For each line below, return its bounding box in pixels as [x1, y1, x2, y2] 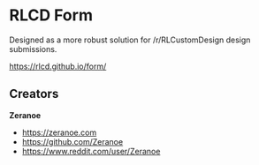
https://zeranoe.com [21, 127, 97, 138]
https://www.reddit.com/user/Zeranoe [21, 146, 161, 156]
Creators [9, 86, 59, 101]
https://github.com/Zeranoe [21, 136, 124, 146]
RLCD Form [9, 5, 93, 26]
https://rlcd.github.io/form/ [9, 61, 107, 71]
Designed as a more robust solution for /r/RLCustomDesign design [9, 34, 251, 45]
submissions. [9, 43, 57, 54]
